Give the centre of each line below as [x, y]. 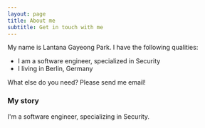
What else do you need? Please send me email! [77, 82]
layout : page [27, 14]
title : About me [31, 21]
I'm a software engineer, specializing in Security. [79, 116]
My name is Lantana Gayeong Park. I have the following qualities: [103, 48]
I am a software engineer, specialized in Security [89, 61]
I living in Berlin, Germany [55, 69]
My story [23, 101]
